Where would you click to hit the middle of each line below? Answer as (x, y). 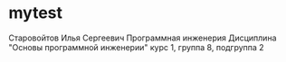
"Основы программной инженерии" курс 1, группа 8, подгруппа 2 (136, 47)
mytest (36, 13)
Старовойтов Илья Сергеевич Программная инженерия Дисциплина (143, 38)
